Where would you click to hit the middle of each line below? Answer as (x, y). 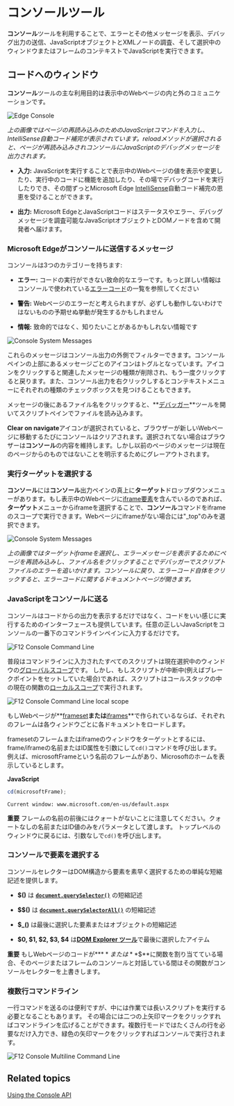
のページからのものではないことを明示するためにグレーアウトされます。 (110, 454)
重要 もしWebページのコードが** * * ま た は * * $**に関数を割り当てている (112, 954)
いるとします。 (47, 765)
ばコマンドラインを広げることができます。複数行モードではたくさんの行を (114, 1025)
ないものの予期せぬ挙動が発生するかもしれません (93, 312)
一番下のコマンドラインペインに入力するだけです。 (110, 633)
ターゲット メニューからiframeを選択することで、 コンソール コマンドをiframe (117, 507)
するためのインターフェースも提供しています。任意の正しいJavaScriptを (116, 624)
